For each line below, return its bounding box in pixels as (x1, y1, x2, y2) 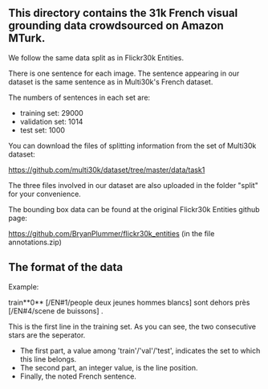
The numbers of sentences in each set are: (8, 92, 151, 102)
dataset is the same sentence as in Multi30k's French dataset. (8, 76, 213, 87)
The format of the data (8, 260, 124, 274)
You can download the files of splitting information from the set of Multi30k (8, 141, 257, 150)
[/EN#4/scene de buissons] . (8, 305, 104, 316)
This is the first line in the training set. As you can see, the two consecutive (8, 321, 257, 331)
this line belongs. (19, 354, 77, 364)
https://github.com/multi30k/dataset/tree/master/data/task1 (8, 165, 205, 174)
